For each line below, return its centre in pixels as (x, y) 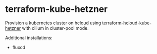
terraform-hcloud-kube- (127, 23)
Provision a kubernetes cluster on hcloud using (53, 23)
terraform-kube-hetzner (56, 9)
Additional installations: (29, 38)
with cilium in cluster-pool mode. (55, 28)
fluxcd (19, 47)
